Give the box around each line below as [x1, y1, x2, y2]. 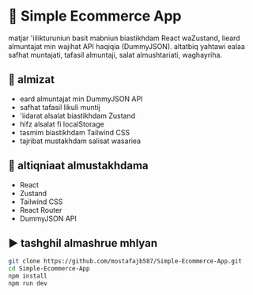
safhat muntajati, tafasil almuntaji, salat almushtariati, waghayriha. [8, 50, 223, 59]
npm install [8, 272, 47, 280]
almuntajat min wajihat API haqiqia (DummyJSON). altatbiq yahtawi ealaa [8, 41, 245, 51]
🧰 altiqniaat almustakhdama [8, 159, 149, 172]
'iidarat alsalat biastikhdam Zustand [19, 111, 136, 120]
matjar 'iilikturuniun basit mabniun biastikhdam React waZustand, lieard [8, 33, 240, 43]
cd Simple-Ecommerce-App [8, 265, 90, 273]
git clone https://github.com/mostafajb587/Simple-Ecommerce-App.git [8, 257, 243, 266]
